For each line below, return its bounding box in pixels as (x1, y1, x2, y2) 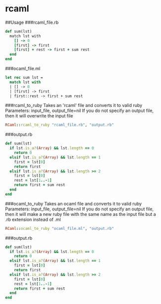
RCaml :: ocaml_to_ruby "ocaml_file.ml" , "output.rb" (5, 226, 114, 231)
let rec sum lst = (5, 75, 43, 80)
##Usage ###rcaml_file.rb (5, 19, 58, 25)
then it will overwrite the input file (5, 113, 73, 119)
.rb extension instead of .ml (5, 216, 61, 222)
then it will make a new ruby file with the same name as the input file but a (5, 211, 156, 217)
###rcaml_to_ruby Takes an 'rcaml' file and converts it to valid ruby (5, 102, 143, 108)
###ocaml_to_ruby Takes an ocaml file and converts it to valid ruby (5, 201, 142, 206)
